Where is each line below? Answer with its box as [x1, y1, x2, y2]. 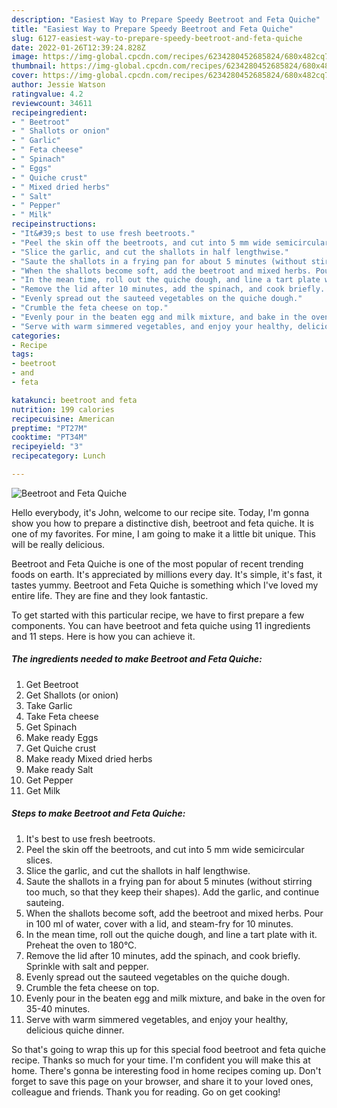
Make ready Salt [25, 763, 94, 775]
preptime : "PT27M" [11, 423, 88, 433]
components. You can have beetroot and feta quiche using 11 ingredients [11, 619, 311, 631]
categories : [11, 331, 61, 341]
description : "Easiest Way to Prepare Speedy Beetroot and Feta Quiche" [11, 14, 321, 25]
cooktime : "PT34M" [11, 432, 88, 443]
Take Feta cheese [25, 710, 99, 722]
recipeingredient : [11, 107, 88, 118]
